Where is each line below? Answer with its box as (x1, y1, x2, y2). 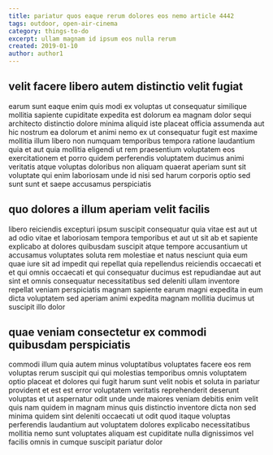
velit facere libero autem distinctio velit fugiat (8, 80, 244, 93)
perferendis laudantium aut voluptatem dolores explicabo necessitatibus (8, 420, 250, 430)
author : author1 (8, 50, 63, 58)
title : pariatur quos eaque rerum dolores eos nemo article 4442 (8, 11, 234, 20)
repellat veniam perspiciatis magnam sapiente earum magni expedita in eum (8, 284, 263, 294)
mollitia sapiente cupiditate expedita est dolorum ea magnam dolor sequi (8, 110, 252, 119)
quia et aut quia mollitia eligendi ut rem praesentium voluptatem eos (8, 144, 236, 154)
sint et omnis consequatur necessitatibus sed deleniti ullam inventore (8, 275, 240, 285)
